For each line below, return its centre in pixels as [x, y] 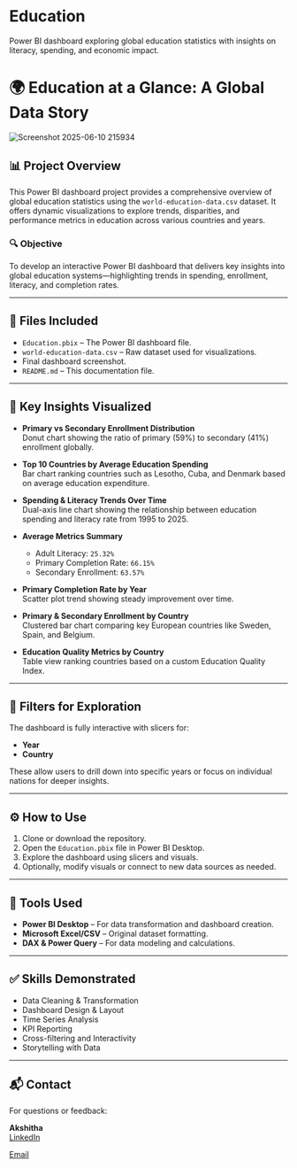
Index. [33, 670]
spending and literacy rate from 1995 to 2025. [105, 519]
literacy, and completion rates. [64, 284]
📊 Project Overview [65, 166]
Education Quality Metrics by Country [93, 652]
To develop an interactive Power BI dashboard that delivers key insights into [147, 266]
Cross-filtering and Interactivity [79, 1038]
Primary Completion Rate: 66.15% [95, 562]
